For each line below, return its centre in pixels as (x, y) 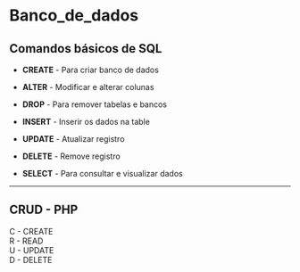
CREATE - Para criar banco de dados (90, 70)
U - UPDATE (32, 250)
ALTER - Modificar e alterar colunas (88, 87)
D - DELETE (31, 260)
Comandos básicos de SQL (86, 49)
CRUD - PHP (44, 210)
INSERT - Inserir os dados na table (86, 122)
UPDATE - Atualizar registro (73, 139)
